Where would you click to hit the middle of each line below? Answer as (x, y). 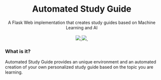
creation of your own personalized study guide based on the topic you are (79, 67)
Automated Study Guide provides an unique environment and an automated (81, 62)
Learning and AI (82, 27)
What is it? (18, 51)
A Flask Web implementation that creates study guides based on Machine (82, 22)
